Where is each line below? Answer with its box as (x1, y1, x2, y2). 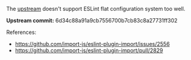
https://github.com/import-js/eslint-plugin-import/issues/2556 (15, 41, 170, 47)
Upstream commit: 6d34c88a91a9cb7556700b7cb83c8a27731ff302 (6, 17, 178, 24)
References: (6, 28, 36, 36)
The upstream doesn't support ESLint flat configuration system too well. (6, 5, 186, 12)
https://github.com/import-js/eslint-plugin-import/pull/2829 (15, 47, 163, 54)
